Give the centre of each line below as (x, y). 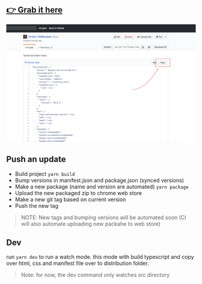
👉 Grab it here (35, 10)
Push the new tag (37, 205)
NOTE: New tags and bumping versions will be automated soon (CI (103, 217)
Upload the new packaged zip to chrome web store (78, 193)
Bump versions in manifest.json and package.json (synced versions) (99, 180)
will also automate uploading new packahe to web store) (91, 223)
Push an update (36, 159)
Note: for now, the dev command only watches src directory (95, 275)
